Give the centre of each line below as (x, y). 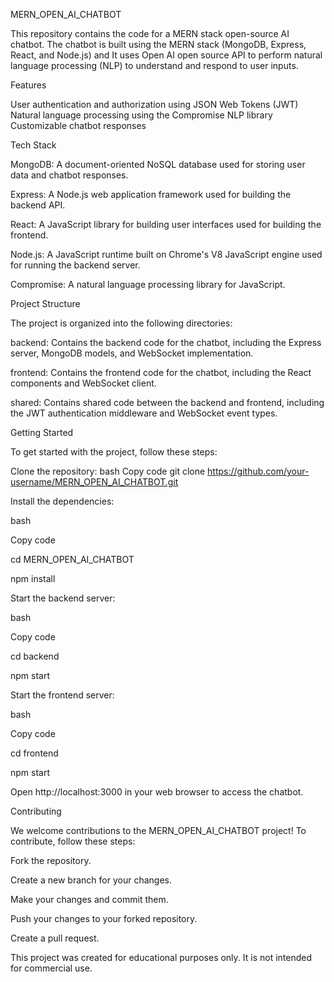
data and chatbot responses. (69, 175)
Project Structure (45, 303)
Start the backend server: (63, 598)
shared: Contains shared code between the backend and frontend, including (167, 402)
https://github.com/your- (258, 471)
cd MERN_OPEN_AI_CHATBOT (72, 559)
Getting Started (42, 432)
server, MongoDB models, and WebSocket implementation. (132, 353)
